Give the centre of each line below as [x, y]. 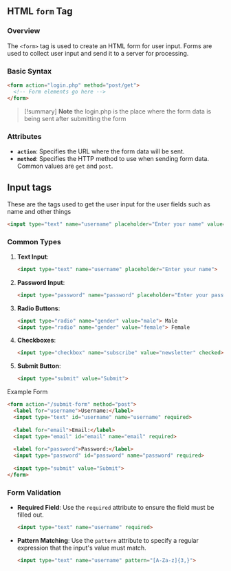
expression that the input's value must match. [81, 548]
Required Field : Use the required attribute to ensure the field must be [115, 507]
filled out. [31, 515]
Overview [24, 31]
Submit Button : [39, 366]
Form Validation [34, 493]
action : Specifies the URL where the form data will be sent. [101, 151]
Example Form [27, 392]
